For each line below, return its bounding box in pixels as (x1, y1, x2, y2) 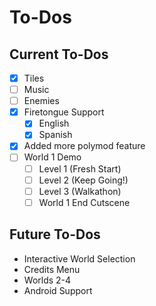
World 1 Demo (23, 151, 82, 163)
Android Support (23, 284, 93, 296)
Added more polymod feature (23, 140, 146, 152)
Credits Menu (23, 263, 81, 275)
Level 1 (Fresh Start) (38, 162, 122, 175)
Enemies (23, 95, 60, 107)
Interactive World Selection (23, 252, 136, 265)
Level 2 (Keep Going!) (38, 174, 129, 186)
